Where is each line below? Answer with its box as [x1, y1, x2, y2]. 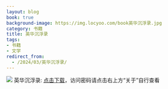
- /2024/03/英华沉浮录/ [12, 59, 67, 65]
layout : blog [6, 8, 39, 15]
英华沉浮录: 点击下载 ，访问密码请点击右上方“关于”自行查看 [13, 76, 160, 84]
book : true [6, 14, 34, 20]
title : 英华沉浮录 [6, 31, 49, 37]
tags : [6, 37, 20, 43]
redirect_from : [6, 54, 45, 60]
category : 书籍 [6, 25, 43, 32]
